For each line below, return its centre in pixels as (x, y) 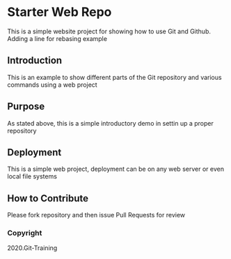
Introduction (35, 61)
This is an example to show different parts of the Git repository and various (114, 77)
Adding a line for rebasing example (57, 38)
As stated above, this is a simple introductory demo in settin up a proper (110, 123)
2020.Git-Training (32, 248)
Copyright (25, 233)
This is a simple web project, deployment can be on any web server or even (116, 169)
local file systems (32, 176)
